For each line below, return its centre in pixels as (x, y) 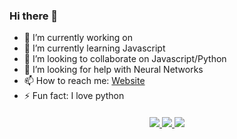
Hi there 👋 (34, 16)
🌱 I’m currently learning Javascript (94, 48)
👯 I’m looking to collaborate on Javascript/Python (125, 59)
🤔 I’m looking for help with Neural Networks (113, 70)
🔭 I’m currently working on (78, 38)
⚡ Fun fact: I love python (74, 96)
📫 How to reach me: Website (84, 81)
